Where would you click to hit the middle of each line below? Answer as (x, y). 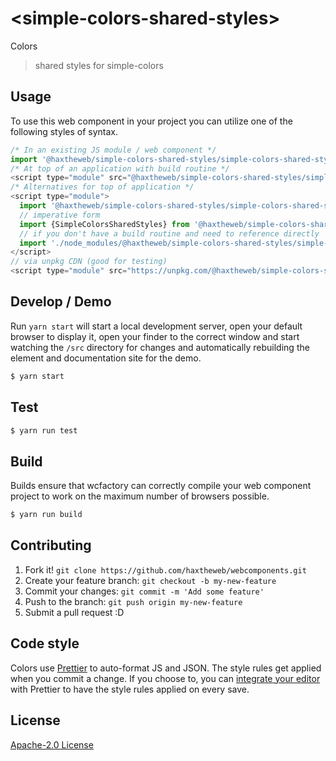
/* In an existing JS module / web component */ (113, 150)
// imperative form (60, 215)
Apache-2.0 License (52, 744)
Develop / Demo (61, 302)
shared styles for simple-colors (99, 65)
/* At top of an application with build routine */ (120, 168)
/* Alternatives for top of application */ (102, 187)
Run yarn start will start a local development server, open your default (156, 326)
